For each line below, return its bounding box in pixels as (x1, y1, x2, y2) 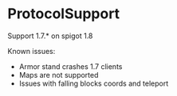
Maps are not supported (18, 70, 99, 79)
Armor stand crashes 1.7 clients (18, 61, 123, 71)
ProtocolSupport (7, 5, 120, 23)
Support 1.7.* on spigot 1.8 (7, 31, 93, 40)
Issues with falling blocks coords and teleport (18, 79, 169, 88)
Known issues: (7, 46, 56, 56)
